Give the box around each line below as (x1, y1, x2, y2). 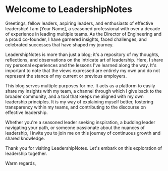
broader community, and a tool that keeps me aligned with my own (5, 93, 144, 99)
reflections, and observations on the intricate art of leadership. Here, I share (5, 56, 163, 63)
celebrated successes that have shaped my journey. (5, 41, 114, 47)
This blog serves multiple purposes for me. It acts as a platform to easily (5, 82, 155, 89)
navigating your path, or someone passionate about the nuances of (5, 125, 145, 131)
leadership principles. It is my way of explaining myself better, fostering (5, 98, 154, 104)
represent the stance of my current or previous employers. (5, 73, 127, 79)
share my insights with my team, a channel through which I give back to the (5, 88, 162, 94)
